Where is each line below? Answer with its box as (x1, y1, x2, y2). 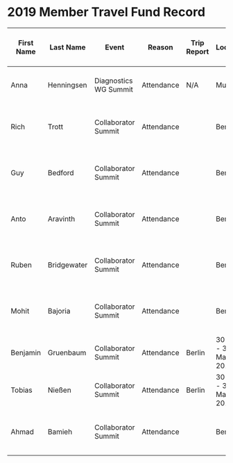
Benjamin (10, 348, 42, 357)
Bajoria (47, 306, 71, 316)
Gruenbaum (47, 348, 87, 357)
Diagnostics (94, 76, 133, 86)
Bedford (47, 168, 74, 177)
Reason (148, 42, 173, 52)
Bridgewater (47, 260, 88, 270)
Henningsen (47, 80, 87, 90)
